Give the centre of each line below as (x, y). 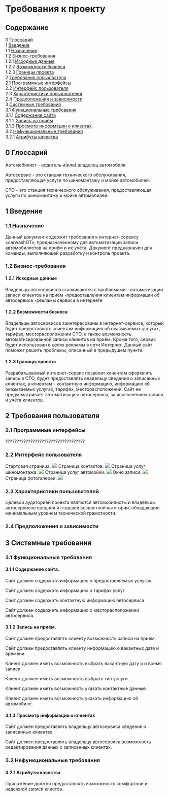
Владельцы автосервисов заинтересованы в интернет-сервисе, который (84, 323)
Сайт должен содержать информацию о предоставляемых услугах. (79, 580)
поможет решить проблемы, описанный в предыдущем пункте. (74, 350)
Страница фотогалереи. (31, 478)
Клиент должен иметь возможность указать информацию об (72, 698)
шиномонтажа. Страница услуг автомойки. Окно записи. (74, 472)
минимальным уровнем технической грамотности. (61, 513)
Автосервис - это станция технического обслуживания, (66, 175)
